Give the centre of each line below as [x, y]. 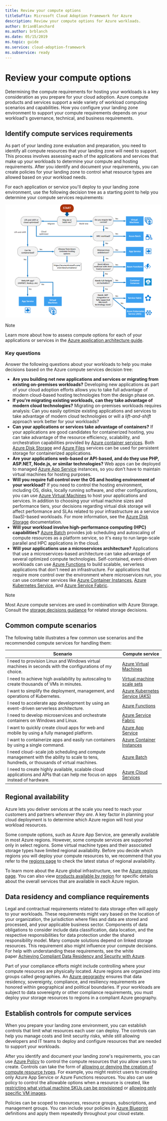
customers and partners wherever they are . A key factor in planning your [80, 814]
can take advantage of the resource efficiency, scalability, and [76, 437]
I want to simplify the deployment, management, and [61, 691]
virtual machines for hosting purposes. [52, 474]
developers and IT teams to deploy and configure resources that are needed [83, 1041]
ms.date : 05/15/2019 [27, 37]
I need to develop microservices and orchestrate [57, 715]
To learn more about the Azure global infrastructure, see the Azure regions [82, 871]
